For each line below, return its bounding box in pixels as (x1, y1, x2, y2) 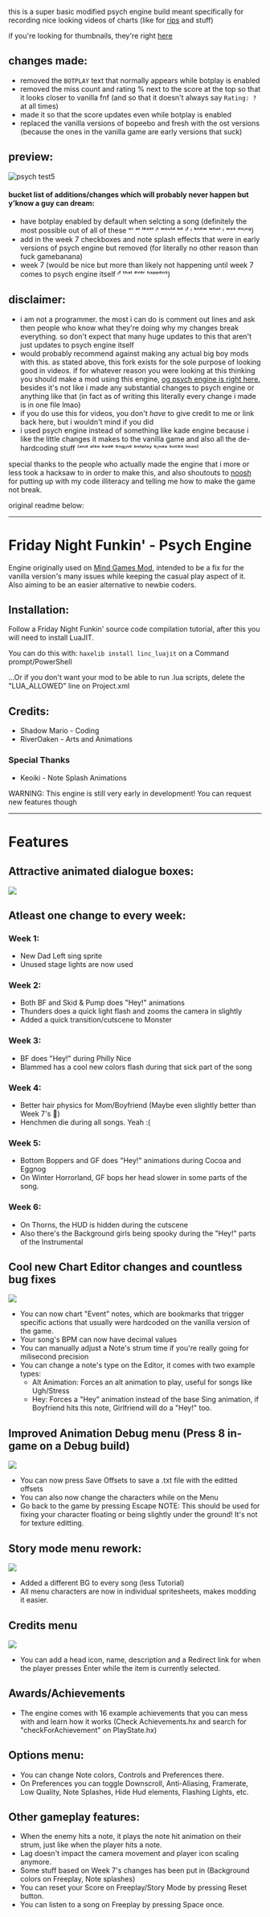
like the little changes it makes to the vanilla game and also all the (19, 434, 237, 443)
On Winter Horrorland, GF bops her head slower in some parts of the (19, 1173, 247, 1183)
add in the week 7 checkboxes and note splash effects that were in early (19, 234, 260, 244)
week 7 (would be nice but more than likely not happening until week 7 (19, 260, 254, 269)
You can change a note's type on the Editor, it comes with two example (19, 1360, 256, 1370)
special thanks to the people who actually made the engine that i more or (8, 459, 250, 469)
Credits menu (8, 1619, 78, 1632)
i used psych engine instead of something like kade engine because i (19, 426, 249, 435)
